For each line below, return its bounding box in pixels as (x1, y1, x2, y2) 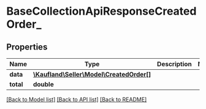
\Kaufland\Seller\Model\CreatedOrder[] (32, 70, 151, 78)
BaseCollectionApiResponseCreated (6, 4, 197, 18)
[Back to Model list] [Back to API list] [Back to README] (6, 96, 147, 103)
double (32, 80, 54, 88)
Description (157, 60, 192, 68)
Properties (6, 42, 48, 52)
